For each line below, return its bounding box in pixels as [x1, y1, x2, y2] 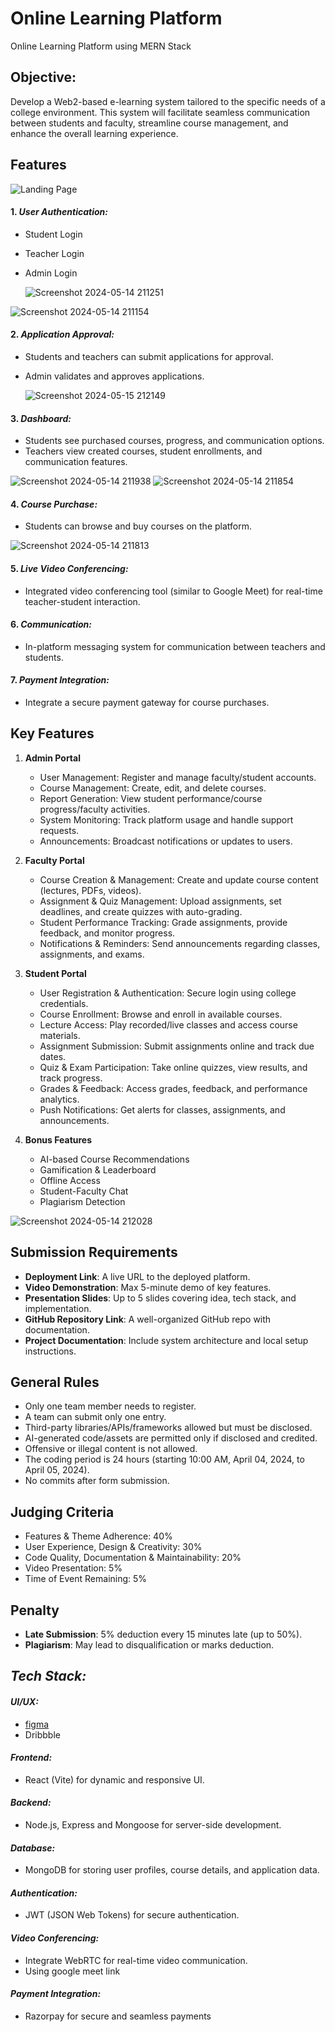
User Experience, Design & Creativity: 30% [24, 1541, 203, 1553]
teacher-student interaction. [24, 595, 141, 607]
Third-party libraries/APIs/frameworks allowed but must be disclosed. [24, 1422, 313, 1434]
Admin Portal [24, 752, 81, 764]
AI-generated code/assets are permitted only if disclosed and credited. [24, 1432, 318, 1444]
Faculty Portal [24, 854, 85, 866]
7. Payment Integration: [10, 674, 110, 686]
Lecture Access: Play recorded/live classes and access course [39, 1018, 298, 1031]
